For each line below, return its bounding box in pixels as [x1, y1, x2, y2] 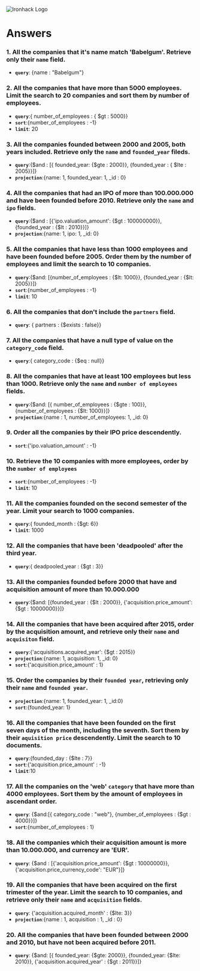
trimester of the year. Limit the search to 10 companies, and [6, 888, 183, 897]
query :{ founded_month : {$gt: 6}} [14, 520, 99, 528]
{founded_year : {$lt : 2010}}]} [14, 224, 89, 231]
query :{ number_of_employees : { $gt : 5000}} [14, 112, 128, 120]
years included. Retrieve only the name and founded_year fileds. [6, 147, 190, 156]
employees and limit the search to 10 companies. [6, 260, 151, 269]
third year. [6, 549, 37, 558]
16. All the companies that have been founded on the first [6, 719, 176, 727]
